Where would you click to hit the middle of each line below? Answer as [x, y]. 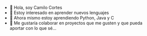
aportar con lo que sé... [33, 28]
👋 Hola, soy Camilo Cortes [36, 8]
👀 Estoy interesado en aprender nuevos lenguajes [59, 13]
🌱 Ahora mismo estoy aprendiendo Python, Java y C [62, 18]
